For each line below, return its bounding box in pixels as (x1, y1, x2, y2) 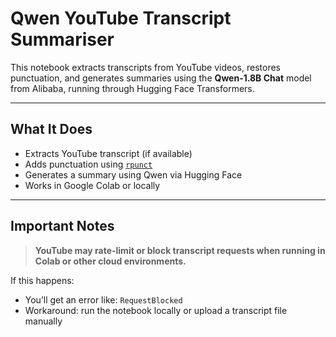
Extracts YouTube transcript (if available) (24, 147, 193, 159)
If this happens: (10, 274, 75, 286)
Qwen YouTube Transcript (10, 7, 232, 30)
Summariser (10, 28, 115, 51)
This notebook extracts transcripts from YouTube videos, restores (10, 61, 281, 73)
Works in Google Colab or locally (24, 179, 161, 191)
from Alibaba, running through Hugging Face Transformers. (10, 82, 255, 94)
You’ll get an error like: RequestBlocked (24, 293, 183, 306)
